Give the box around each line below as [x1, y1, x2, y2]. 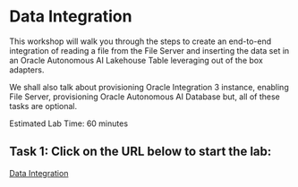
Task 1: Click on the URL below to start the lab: [9, 144, 272, 159]
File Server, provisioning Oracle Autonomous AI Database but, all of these [9, 91, 280, 102]
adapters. [9, 64, 45, 75]
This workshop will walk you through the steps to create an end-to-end [9, 36, 272, 47]
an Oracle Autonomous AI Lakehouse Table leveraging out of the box [9, 55, 264, 65]
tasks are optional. [9, 100, 78, 111]
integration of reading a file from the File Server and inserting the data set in [9, 45, 290, 55]
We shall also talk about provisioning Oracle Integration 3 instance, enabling [9, 81, 289, 92]
